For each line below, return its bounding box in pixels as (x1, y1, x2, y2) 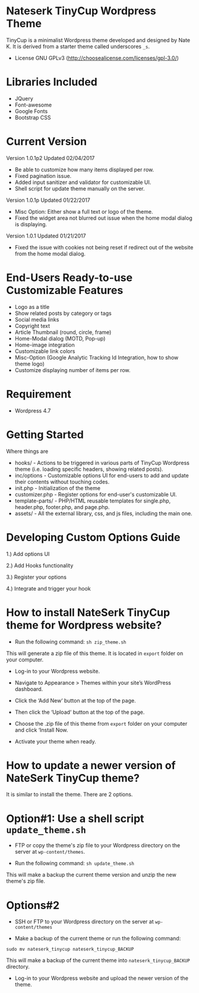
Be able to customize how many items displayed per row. (14, 165, 154, 173)
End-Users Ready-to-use (6, 271, 132, 284)
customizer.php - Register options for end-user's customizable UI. (14, 491, 177, 498)
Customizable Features (6, 284, 124, 297)
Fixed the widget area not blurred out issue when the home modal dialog (14, 214, 193, 221)
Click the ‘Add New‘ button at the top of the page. (14, 697, 136, 704)
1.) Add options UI (6, 550, 50, 557)
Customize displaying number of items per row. (14, 366, 131, 373)
